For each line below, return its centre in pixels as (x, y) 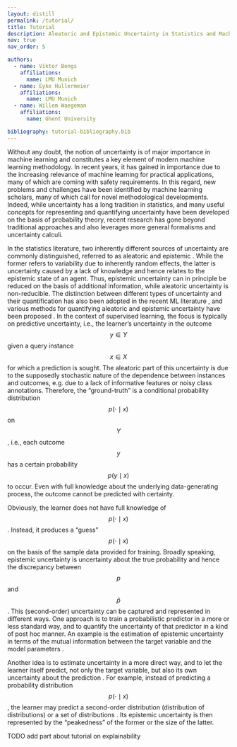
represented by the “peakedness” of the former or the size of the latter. (111, 722)
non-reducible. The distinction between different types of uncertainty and (115, 293)
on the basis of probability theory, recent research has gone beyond (107, 219)
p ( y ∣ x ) (119, 475)
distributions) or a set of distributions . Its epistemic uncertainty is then (110, 714)
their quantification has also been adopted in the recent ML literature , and (115, 301)
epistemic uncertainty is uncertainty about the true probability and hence (114, 559)
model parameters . (36, 649)
